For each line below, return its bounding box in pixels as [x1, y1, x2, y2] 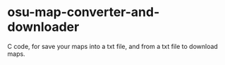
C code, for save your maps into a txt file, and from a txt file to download [7, 42, 219, 50]
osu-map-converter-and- [7, 4, 160, 20]
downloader [7, 19, 80, 35]
